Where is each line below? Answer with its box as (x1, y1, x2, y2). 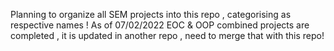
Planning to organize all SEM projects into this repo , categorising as (10, 9, 292, 20)
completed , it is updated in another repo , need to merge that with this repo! (10, 30, 325, 41)
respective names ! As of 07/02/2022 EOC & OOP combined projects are (10, 19, 310, 31)
